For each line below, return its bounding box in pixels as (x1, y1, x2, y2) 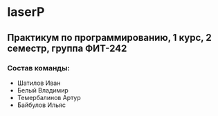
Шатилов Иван (17, 79, 61, 87)
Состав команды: (7, 63, 71, 72)
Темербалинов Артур (17, 93, 81, 101)
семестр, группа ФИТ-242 (7, 42, 127, 54)
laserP (7, 4, 45, 20)
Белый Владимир (17, 86, 69, 94)
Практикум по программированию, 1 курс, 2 (7, 32, 212, 43)
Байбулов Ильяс (17, 101, 66, 109)
